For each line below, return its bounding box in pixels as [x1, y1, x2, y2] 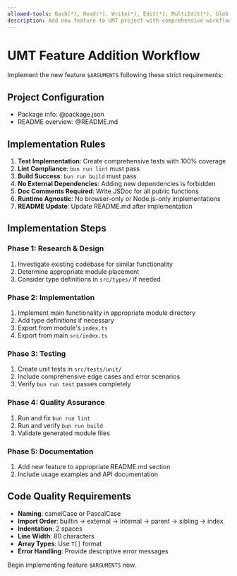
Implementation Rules [7, 138, 106, 150]
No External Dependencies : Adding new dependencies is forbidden [17, 180, 216, 188]
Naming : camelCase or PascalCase [17, 509, 121, 517]
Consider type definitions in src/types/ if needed [17, 275, 161, 283]
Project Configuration [7, 91, 104, 103]
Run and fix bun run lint [17, 413, 90, 422]
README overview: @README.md [17, 117, 119, 126]
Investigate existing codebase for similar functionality [17, 260, 173, 268]
